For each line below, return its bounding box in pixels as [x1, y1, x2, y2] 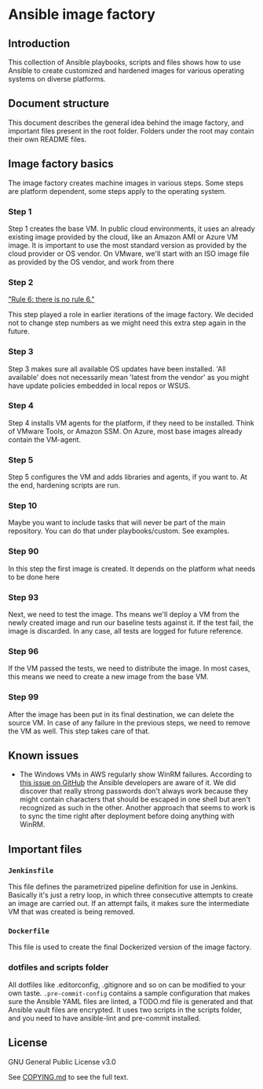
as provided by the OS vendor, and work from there [8, 257, 174, 266]
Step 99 [8, 692, 39, 703]
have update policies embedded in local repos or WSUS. [8, 381, 191, 390]
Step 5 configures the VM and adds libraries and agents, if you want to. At [8, 473, 247, 482]
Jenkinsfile [8, 866, 54, 875]
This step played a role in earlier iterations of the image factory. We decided [8, 310, 254, 320]
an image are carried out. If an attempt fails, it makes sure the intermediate [8, 899, 250, 908]
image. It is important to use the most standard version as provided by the [8, 240, 247, 250]
